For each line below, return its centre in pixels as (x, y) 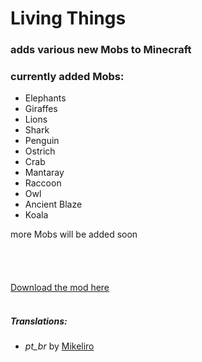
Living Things (68, 18)
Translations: (39, 321)
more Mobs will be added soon (74, 234)
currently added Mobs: (67, 77)
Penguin (42, 141)
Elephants (45, 98)
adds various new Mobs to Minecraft (101, 50)
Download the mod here (60, 288)
